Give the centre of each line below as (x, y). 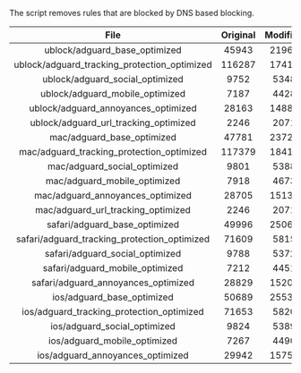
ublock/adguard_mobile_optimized (113, 93)
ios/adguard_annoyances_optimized (113, 355)
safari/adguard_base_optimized (113, 225)
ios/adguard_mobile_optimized (112, 341)
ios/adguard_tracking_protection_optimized (113, 312)
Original (238, 35)
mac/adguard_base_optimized (113, 137)
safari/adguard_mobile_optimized (113, 268)
